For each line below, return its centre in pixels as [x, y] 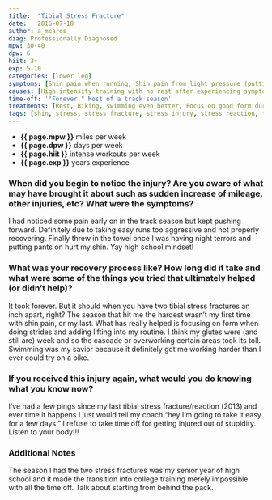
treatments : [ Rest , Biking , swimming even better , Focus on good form [130, 106]
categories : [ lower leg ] [50, 76]
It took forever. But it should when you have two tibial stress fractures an [129, 306]
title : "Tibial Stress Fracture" [67, 16]
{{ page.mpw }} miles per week [73, 137]
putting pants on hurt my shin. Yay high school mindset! [101, 247]
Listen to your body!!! [44, 432]
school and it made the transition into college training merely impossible [128, 479]
